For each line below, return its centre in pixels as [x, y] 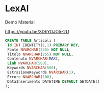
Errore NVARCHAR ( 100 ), [30, 77]
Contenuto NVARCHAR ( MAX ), [34, 59]
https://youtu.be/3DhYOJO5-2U [37, 31]
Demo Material [20, 22]
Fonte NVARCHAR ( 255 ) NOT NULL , [39, 49]
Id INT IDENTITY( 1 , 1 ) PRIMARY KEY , [43, 45]
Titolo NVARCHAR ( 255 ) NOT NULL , [40, 54]
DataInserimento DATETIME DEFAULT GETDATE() [53, 81]
